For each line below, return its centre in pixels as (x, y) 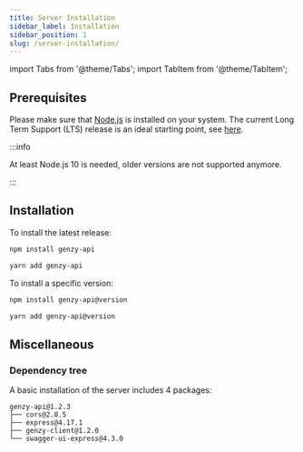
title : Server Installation (63, 18)
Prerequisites (48, 98)
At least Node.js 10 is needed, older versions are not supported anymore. (146, 165)
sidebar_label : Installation (64, 26)
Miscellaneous (52, 344)
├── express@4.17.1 (46, 423)
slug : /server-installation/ (64, 43)
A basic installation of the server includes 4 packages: (111, 390)
